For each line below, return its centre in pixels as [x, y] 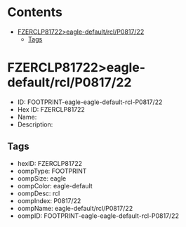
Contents [35, 12]
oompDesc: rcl [39, 193]
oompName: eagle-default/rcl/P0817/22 [75, 208]
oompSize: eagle [42, 178]
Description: [35, 124]
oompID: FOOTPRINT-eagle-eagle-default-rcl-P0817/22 [98, 216]
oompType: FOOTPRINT [52, 171]
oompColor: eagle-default [55, 186]
